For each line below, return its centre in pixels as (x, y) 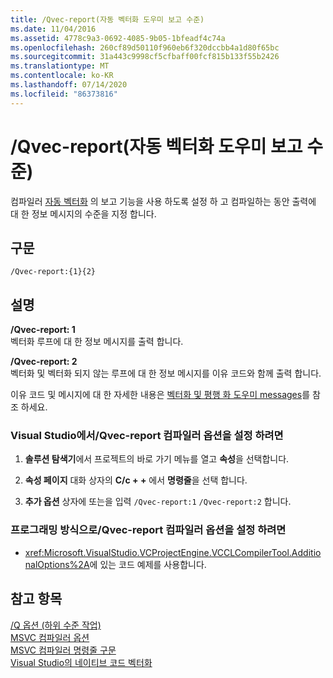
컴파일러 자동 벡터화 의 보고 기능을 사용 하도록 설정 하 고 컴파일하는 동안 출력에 (163, 201)
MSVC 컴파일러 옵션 (50, 637)
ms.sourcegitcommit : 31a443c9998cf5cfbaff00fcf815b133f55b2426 (145, 57)
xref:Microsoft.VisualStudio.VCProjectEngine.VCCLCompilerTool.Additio (173, 552)
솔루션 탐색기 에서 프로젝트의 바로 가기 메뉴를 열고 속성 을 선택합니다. (157, 459)
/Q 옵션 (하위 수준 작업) (56, 625)
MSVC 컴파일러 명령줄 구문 (63, 650)
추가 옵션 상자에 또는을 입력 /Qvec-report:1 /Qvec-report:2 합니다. (158, 502)
